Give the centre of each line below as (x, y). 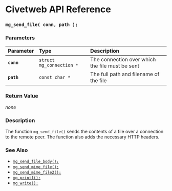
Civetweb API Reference (58, 9)
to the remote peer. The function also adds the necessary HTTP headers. (82, 137)
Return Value (22, 96)
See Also (17, 150)
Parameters (20, 38)
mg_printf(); (27, 178)
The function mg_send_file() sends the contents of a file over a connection (84, 132)
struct (47, 60)
